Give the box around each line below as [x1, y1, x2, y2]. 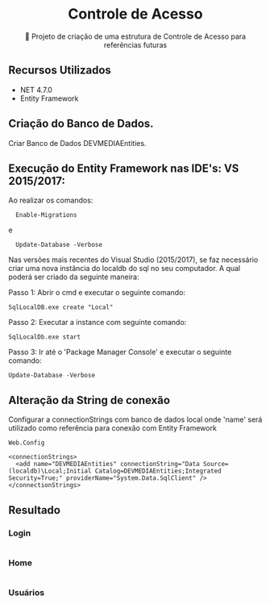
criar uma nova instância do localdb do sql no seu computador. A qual [8, 264, 240, 273]
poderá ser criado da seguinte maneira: [8, 272, 139, 282]
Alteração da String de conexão [8, 393, 171, 407]
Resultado [8, 503, 60, 517]
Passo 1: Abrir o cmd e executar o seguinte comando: [8, 288, 186, 298]
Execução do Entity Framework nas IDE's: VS [8, 161, 239, 175]
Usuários [8, 587, 45, 598]
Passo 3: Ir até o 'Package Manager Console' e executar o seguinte [8, 348, 232, 357]
